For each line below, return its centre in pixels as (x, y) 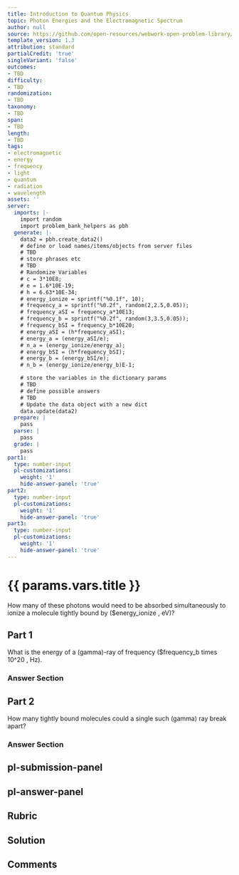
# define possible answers (60, 391)
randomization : (30, 93)
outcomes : (22, 67)
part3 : (17, 524)
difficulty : (25, 80)
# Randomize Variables (54, 272)
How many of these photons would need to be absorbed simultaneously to (117, 605)
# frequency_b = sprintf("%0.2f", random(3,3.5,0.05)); (105, 319)
